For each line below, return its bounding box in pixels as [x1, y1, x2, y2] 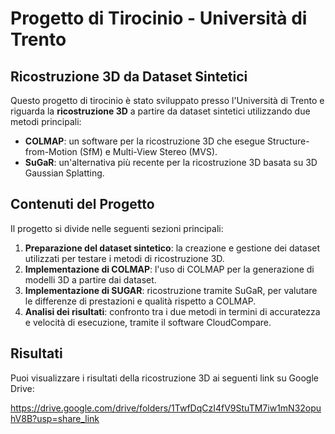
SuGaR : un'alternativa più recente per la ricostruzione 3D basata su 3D [24, 157, 318, 168]
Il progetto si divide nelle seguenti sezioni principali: [10, 222, 224, 234]
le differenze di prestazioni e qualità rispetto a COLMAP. [24, 295, 257, 307]
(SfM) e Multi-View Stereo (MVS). [79, 146, 218, 157]
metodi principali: [10, 116, 82, 127]
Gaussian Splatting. [24, 167, 105, 179]
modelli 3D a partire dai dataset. [24, 273, 157, 286]
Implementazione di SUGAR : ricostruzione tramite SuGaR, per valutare [24, 284, 318, 296]
